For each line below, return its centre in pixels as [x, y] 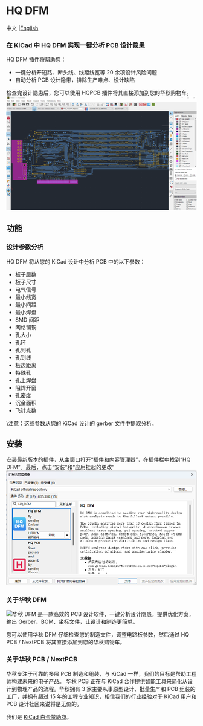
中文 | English [22, 28]
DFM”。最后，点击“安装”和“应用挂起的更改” [60, 467]
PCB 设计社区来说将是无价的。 [44, 704]
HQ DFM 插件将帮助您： [36, 60]
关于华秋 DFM [26, 600]
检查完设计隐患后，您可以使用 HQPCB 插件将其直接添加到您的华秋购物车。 [99, 93]
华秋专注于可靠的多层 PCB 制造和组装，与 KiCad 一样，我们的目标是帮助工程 [101, 673]
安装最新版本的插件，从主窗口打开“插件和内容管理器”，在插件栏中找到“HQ [98, 459]
